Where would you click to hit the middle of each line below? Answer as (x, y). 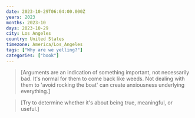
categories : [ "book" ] (33, 55)
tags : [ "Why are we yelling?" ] (44, 50)
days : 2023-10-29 (27, 28)
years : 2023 (21, 17)
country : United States (35, 39)
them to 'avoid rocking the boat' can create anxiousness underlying (103, 85)
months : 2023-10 (26, 22)
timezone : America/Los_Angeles (44, 45)
